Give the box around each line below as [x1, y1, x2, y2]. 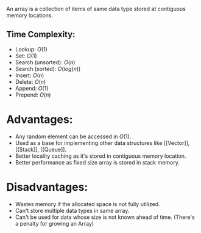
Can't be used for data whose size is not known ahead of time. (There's [15, 213, 195, 221]
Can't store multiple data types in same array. [15, 207, 130, 214]
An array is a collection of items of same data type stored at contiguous [6, 6, 186, 12]
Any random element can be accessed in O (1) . [15, 133, 132, 140]
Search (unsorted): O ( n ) [15, 58, 76, 66]
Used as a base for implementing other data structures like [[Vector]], [15, 139, 190, 146]
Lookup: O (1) [15, 45, 48, 53]
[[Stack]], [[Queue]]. [15, 146, 67, 153]
